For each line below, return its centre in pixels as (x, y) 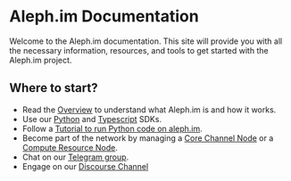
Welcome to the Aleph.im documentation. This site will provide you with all (146, 41)
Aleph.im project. (41, 60)
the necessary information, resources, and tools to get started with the (139, 50)
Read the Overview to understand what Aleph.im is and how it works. (149, 110)
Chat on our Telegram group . (75, 157)
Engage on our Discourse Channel (85, 166)
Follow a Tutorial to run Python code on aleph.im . (112, 128)
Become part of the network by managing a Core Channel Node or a (148, 138)
